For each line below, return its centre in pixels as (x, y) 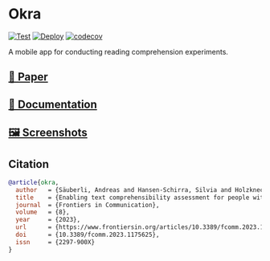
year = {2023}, (48, 220)
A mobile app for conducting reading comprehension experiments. (119, 51)
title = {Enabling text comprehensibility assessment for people (133, 198)
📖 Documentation (53, 104)
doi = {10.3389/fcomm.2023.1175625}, (88, 235)
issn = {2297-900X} (55, 242)
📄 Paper (28, 77)
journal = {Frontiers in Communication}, (88, 205)
